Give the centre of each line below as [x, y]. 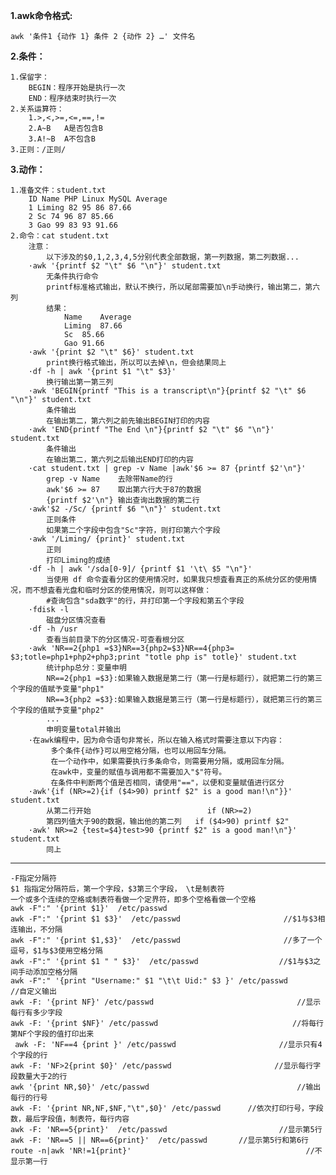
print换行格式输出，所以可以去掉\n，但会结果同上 [136, 363]
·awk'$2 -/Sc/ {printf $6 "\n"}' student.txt [125, 509]
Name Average [97, 317]
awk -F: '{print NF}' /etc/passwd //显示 [166, 1002]
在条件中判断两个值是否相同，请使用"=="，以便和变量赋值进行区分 [167, 783]
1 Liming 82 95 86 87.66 [80, 208]
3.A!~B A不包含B [62, 139]
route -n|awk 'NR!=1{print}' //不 [166, 1151]
